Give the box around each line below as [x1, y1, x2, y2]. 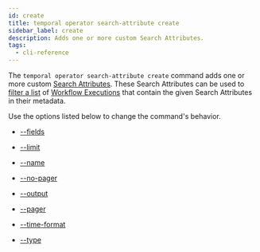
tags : [8, 41, 26, 49]
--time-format [19, 220, 66, 229]
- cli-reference [15, 49, 69, 57]
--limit [19, 143, 41, 152]
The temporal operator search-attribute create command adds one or [8, 71, 245, 80]
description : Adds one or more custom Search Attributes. [8, 33, 204, 42]
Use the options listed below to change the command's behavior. [8, 112, 221, 120]
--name [19, 158, 45, 167]
